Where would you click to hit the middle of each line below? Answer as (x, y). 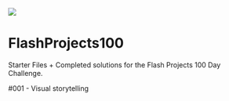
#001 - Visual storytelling (48, 88)
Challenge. (25, 73)
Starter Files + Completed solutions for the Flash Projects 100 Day (114, 65)
